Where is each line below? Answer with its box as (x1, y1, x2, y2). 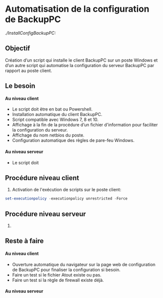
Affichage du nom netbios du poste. (12, 132, 84, 138)
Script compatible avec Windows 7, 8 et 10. (12, 116, 99, 123)
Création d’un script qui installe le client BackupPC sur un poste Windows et (5, 57, 158, 63)
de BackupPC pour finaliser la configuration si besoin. (12, 267, 121, 273)
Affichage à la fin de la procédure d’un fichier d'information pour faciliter (12, 122, 158, 128)
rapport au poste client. (5, 68, 52, 73)
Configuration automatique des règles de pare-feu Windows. (12, 138, 135, 143)
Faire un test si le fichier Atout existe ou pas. (12, 272, 102, 277)
